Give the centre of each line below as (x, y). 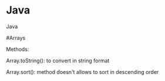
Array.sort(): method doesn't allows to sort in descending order (82, 72)
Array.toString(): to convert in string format (58, 60)
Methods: (18, 49)
